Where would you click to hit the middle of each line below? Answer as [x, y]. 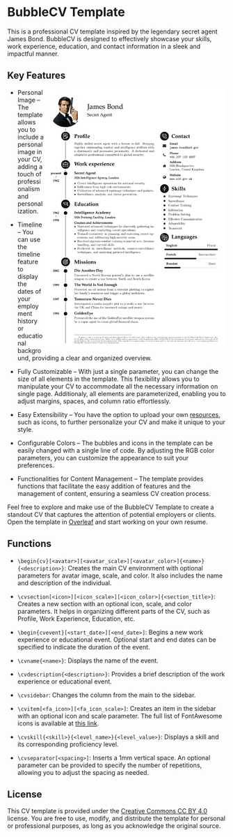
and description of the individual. [64, 582]
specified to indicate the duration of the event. [84, 647]
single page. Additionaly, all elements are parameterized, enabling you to [121, 393]
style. [25, 429]
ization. [28, 211]
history [27, 321]
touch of [29, 174]
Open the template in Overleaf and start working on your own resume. [107, 522]
